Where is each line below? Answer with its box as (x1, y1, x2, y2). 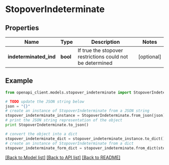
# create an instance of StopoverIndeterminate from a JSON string (5, 108, 150, 114)
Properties (5, 24, 39, 32)
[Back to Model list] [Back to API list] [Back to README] (5, 154, 121, 160)
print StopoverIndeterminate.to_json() (5, 122, 89, 128)
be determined (77, 59, 113, 66)
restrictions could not (77, 53, 128, 60)
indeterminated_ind (8, 53, 56, 60)
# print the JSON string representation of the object (5, 118, 123, 123)
